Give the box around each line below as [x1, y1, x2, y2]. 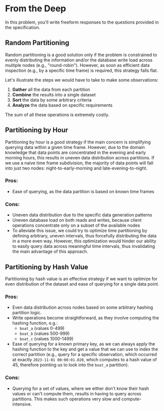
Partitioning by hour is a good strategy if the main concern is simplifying [5, 139, 151, 145]
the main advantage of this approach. [12, 249, 88, 255]
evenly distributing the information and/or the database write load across [5, 57, 153, 63]
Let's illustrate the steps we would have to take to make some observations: [5, 77, 159, 83]
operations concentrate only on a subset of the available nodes [12, 222, 140, 229]
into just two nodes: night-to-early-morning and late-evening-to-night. [5, 165, 148, 171]
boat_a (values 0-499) [19, 325, 65, 331]
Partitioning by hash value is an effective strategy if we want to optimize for [5, 276, 158, 282]
